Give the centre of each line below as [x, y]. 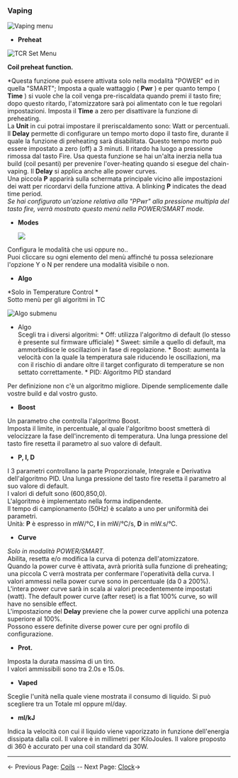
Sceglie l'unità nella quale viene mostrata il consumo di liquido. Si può [109, 697]
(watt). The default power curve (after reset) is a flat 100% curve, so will [112, 597]
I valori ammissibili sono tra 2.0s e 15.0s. [66, 669]
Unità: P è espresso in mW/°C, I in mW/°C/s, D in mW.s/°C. [92, 524]
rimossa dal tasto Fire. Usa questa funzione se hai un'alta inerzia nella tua [115, 156]
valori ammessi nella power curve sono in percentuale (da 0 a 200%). [109, 581]
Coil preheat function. [40, 67]
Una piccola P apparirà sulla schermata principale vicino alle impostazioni [115, 179]
